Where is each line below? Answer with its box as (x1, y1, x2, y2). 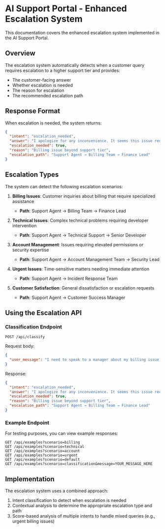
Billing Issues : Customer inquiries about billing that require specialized (12, 193, 156, 199)
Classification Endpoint (5, 323, 62, 330)
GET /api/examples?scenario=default (5, 457, 80, 462)
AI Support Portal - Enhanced (5, 3, 127, 14)
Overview (5, 49, 36, 58)
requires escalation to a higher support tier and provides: (5, 67, 120, 73)
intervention (12, 222, 37, 229)
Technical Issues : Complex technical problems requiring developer (12, 217, 149, 223)
